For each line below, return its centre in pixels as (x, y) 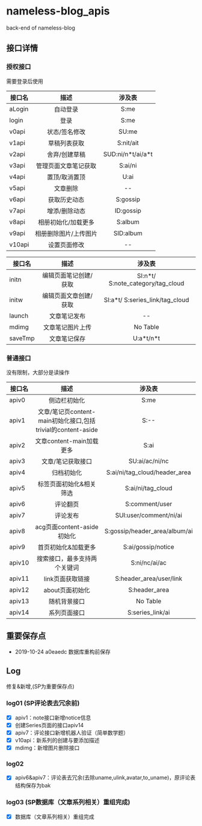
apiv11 (19, 578)
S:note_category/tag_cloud (146, 283)
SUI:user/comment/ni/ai (148, 515)
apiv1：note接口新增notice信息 (53, 718)
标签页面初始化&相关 (67, 484)
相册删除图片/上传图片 (66, 233)
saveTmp (22, 338)
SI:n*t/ (147, 275)
